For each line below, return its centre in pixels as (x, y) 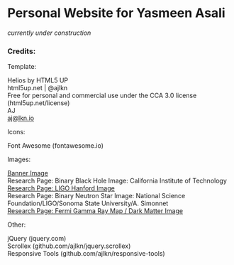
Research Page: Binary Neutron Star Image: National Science (96, 196)
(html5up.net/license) (39, 103)
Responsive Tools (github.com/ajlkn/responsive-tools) (86, 254)
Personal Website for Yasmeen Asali (116, 13)
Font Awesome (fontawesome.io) (56, 146)
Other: (17, 225)
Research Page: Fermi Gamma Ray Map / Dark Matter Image (95, 211)
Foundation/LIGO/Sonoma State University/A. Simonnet (88, 203)
